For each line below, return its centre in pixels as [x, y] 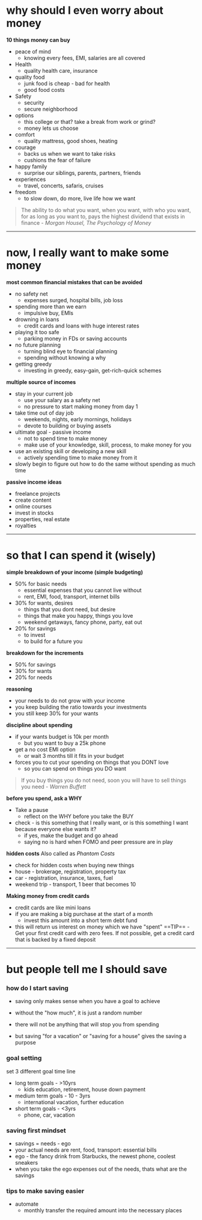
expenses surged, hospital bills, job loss [73, 300]
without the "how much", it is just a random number [78, 1013]
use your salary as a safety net [62, 400]
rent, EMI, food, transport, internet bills [72, 596]
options [24, 115]
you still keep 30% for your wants [57, 713]
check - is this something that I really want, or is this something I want [101, 822]
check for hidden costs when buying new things [75, 865]
